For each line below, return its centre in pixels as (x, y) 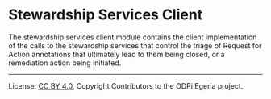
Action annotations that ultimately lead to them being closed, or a (117, 54)
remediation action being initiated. (65, 63)
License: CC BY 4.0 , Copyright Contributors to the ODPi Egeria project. (126, 85)
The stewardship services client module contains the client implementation (133, 37)
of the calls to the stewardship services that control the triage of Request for (135, 45)
